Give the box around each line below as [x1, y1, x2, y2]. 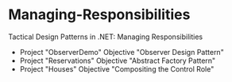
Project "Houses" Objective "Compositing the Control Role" [19, 64, 215, 73]
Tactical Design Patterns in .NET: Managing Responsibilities [8, 32, 203, 41]
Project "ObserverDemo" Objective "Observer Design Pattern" [19, 47, 224, 57]
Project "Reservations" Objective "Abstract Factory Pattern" [19, 56, 216, 65]
